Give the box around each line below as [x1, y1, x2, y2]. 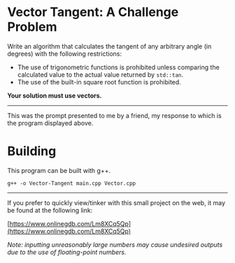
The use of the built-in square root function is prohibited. [17, 77, 182, 86]
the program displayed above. [7, 119, 94, 127]
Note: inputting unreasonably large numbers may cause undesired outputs [7, 240, 223, 248]
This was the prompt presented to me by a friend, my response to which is [7, 111, 222, 119]
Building [7, 144, 57, 159]
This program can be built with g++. [7, 166, 111, 174]
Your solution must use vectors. [7, 91, 102, 100]
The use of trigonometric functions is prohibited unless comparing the [17, 63, 220, 71]
